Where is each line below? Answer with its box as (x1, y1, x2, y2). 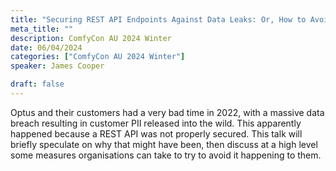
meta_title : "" (10, 24, 74, 34)
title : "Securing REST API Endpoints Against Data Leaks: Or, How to (10, 14, 307, 25)
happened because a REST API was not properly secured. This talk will (10, 127, 303, 140)
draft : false (10, 79, 65, 90)
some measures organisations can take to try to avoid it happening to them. (10, 149, 322, 161)
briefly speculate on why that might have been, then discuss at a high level (10, 138, 318, 150)
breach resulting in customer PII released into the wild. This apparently (10, 117, 302, 129)
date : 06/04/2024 (10, 42, 83, 53)
